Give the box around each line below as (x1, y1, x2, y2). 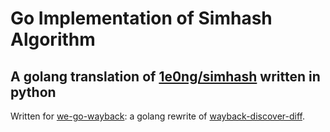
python (10, 83, 57, 101)
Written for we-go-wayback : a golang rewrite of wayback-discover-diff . (10, 110, 306, 122)
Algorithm (10, 28, 96, 51)
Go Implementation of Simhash (10, 7, 273, 30)
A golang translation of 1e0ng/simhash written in (10, 68, 321, 85)
